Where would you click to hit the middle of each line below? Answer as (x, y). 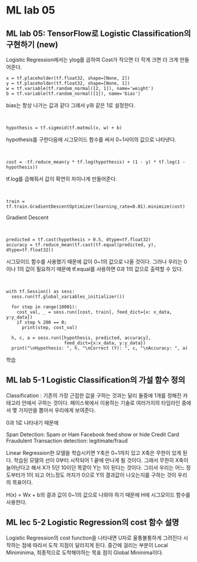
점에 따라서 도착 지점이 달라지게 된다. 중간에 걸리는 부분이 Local (95, 545)
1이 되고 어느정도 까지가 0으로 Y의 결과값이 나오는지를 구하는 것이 (101, 475)
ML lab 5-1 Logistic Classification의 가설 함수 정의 (96, 380)
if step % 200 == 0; (42, 322)
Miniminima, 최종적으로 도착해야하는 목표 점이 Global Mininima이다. (85, 552)
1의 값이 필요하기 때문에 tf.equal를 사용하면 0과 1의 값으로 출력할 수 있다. (100, 269)
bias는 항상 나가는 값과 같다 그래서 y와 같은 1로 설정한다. (71, 105)
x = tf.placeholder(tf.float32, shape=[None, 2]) (68, 78)
